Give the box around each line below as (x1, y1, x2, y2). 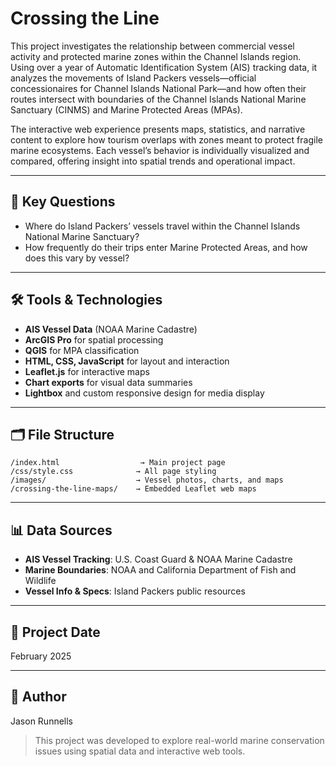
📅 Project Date (10, 623, 101, 641)
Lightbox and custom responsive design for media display (24, 387, 265, 399)
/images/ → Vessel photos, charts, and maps (10, 475, 284, 486)
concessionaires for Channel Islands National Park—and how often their (10, 82, 307, 94)
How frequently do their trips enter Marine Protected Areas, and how (24, 241, 308, 253)
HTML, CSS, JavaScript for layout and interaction (24, 355, 230, 367)
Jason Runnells (10, 715, 74, 727)
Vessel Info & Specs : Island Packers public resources (24, 585, 246, 597)
